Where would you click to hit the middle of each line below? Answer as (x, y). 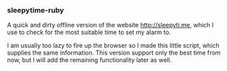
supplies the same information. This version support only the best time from (114, 53)
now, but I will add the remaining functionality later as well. (90, 60)
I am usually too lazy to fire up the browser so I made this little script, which (113, 46)
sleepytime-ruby (36, 10)
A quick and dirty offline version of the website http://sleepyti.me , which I (110, 25)
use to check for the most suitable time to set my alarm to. (89, 32)
